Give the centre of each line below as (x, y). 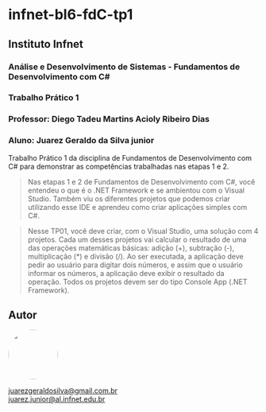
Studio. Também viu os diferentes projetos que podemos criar (129, 198)
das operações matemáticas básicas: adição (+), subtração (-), (131, 247)
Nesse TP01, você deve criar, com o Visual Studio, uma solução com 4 (143, 231)
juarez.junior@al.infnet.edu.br (57, 399)
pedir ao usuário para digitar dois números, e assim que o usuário (135, 265)
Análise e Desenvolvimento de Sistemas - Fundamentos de (124, 67)
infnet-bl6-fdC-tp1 (71, 15)
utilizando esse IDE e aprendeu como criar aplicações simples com (137, 207)
